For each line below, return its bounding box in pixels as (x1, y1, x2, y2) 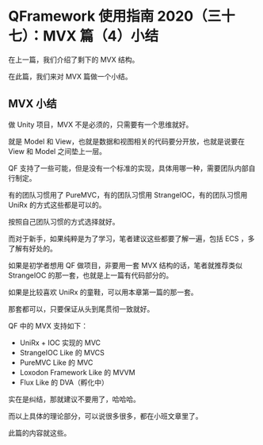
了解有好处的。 (8, 244, 57, 253)
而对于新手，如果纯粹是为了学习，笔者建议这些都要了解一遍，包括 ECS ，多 (8, 233, 255, 243)
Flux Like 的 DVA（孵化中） (19, 378, 109, 387)
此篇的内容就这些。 (8, 428, 71, 437)
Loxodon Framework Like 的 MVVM (19, 367, 136, 377)
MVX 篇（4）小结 (43, 27, 159, 45)
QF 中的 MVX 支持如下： (8, 320, 89, 330)
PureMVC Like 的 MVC (19, 358, 93, 367)
